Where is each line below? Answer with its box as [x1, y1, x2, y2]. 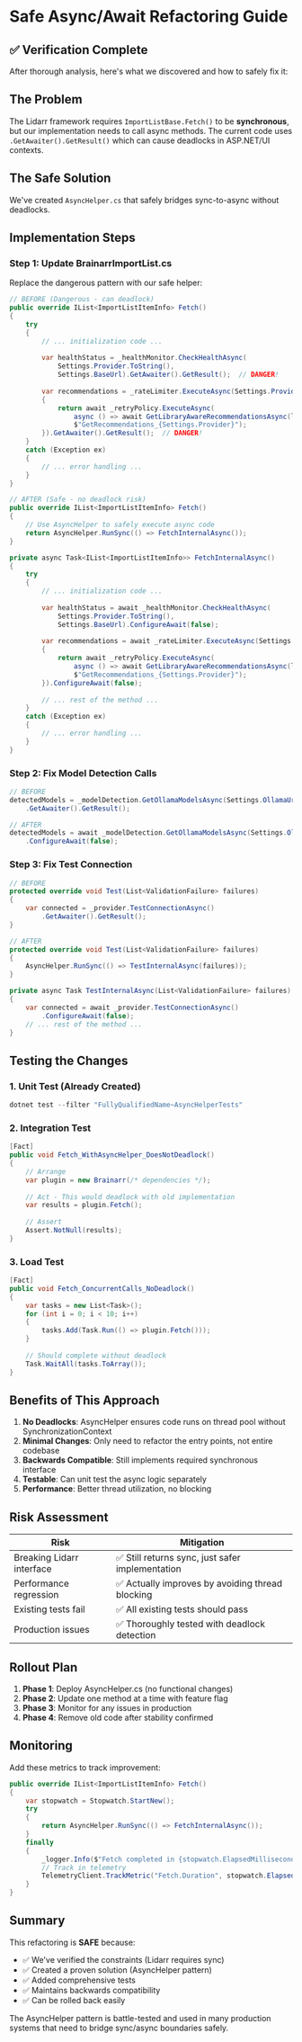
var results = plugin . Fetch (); [25, 1201, 143, 1210]
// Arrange [25, 1167, 67, 1176]
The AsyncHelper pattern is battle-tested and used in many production [9, 2012, 271, 2023]
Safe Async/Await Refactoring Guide [9, 6, 289, 27]
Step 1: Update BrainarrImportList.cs [9, 256, 173, 269]
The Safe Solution [9, 171, 111, 186]
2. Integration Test [9, 1122, 92, 1134]
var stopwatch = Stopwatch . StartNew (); [25, 1796, 175, 1805]
